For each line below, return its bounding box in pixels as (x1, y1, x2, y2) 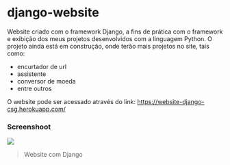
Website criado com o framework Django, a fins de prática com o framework (7, 27, 223, 36)
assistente (16, 70, 47, 78)
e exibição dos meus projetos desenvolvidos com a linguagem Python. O (7, 34, 213, 42)
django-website (7, 5, 99, 21)
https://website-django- (136, 97, 205, 105)
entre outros (16, 84, 53, 92)
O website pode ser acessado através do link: (7, 97, 136, 105)
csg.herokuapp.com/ (7, 105, 66, 113)
